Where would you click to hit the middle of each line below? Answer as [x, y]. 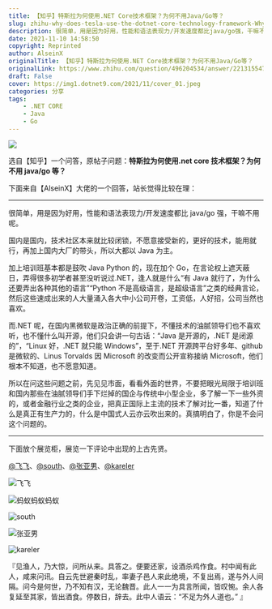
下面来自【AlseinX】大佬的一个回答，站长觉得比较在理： [102, 188]
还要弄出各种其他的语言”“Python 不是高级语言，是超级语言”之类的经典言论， [136, 288]
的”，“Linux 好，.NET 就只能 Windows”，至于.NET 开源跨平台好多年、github [136, 345]
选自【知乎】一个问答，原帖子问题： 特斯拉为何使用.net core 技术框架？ [127, 161]
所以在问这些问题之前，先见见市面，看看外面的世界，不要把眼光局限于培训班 [136, 383]
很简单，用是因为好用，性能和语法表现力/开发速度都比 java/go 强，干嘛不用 [134, 212]
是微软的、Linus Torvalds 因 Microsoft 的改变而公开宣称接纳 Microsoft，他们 [136, 356]
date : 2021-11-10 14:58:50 [54, 39]
